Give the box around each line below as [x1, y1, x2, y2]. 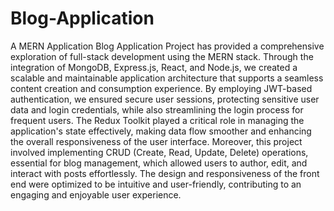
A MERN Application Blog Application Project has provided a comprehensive [10, 40, 325, 52]
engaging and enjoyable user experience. [10, 188, 182, 201]
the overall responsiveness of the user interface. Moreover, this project [10, 135, 303, 147]
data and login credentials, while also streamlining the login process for [10, 103, 304, 116]
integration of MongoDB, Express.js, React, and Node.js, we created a [10, 61, 298, 73]
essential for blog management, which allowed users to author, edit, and [10, 157, 308, 169]
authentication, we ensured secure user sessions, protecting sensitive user [10, 93, 320, 105]
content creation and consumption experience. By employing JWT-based [10, 82, 313, 94]
